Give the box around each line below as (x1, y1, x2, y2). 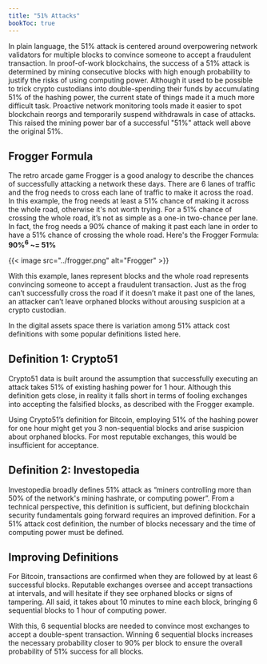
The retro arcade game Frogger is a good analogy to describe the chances (8, 171, 254, 180)
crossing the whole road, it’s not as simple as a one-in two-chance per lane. (8, 213, 258, 223)
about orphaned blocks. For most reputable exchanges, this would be (8, 432, 237, 441)
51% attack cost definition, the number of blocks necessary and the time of (8, 518, 256, 529)
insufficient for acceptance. (8, 440, 99, 449)
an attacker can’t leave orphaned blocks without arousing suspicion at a (8, 296, 245, 306)
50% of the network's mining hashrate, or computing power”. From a (8, 493, 234, 503)
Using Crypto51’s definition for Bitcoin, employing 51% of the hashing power (8, 414, 258, 425)
